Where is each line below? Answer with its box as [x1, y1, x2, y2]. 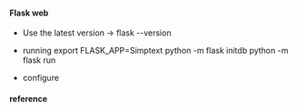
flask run [22, 55, 56, 66]
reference [9, 93, 48, 104]
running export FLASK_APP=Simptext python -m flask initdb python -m [22, 45, 289, 56]
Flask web [9, 7, 49, 18]
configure [22, 73, 60, 84]
